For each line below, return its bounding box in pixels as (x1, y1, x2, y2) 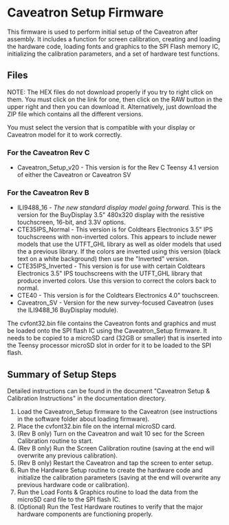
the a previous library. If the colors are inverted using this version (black (17, 247, 221, 256)
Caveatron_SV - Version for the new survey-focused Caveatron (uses (17, 298, 214, 307)
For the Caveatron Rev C (7, 147, 90, 157)
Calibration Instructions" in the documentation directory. (7, 394, 166, 402)
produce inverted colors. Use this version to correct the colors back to (17, 277, 217, 285)
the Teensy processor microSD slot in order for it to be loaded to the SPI (7, 341, 212, 349)
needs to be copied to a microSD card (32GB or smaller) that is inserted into (7, 334, 222, 342)
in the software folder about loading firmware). (17, 415, 150, 423)
